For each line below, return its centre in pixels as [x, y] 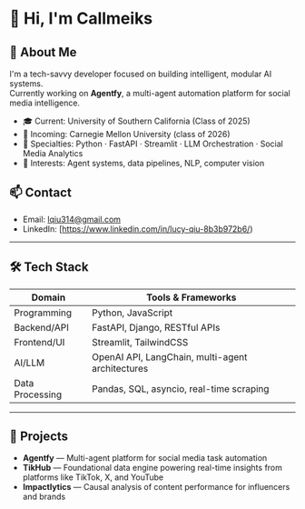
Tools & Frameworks [192, 297]
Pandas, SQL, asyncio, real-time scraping [181, 388]
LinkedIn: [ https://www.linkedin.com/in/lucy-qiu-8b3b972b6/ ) [138, 229]
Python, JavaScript [133, 313]
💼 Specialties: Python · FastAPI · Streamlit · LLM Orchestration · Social [153, 144]
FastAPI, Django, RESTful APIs [156, 327]
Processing [38, 394]
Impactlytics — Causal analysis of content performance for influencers [156, 487]
